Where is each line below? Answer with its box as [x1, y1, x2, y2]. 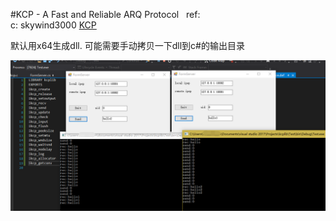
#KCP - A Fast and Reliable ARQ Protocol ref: [10, 9, 201, 20]
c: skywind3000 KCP [10, 19, 97, 31]
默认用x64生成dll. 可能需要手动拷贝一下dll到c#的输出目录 [10, 40, 245, 51]
